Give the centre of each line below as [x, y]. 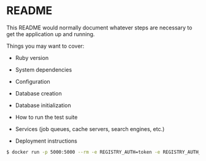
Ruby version [32, 58]
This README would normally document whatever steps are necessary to [99, 28]
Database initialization [43, 105]
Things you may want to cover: [45, 46]
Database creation [39, 93]
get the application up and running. [51, 34]
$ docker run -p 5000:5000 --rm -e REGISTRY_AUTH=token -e [83, 152]
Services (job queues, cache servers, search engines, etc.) [90, 129]
